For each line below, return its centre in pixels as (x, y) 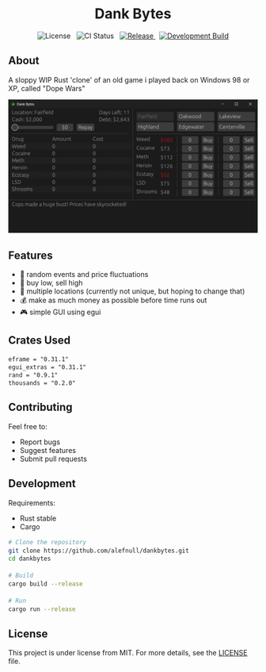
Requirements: (32, 503)
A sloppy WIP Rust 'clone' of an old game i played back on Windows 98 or (129, 79)
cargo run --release (42, 609)
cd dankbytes (30, 559)
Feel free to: (28, 426)
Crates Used (40, 340)
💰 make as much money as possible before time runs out (113, 300)
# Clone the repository (47, 542)
